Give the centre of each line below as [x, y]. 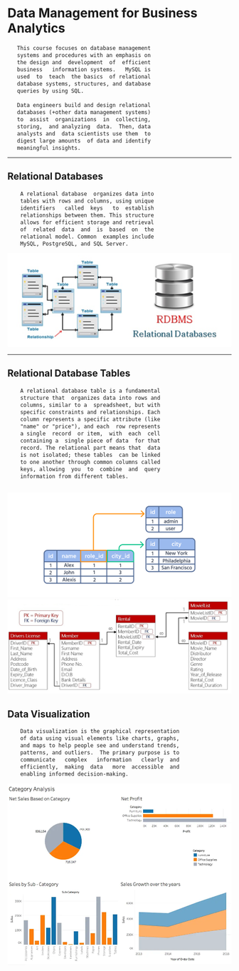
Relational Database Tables [69, 373]
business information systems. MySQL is [84, 69]
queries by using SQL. [50, 91]
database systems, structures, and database [84, 83]
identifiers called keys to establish [87, 208]
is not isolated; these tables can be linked [90, 455]
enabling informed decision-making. [75, 774]
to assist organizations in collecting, [84, 119]
